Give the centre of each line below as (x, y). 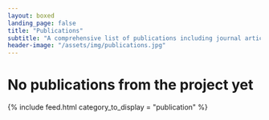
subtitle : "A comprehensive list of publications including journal (124, 38)
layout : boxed (31, 16)
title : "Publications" (45, 30)
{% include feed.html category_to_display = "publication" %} (108, 107)
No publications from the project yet (130, 85)
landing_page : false (42, 23)
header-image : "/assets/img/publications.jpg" (87, 46)
